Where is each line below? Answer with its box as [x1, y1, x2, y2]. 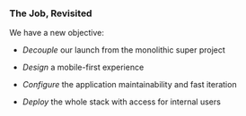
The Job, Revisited [9, 7, 92, 20]
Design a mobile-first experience [22, 62, 145, 73]
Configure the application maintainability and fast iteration [22, 79, 237, 90]
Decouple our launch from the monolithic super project [22, 45, 226, 55]
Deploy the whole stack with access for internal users [22, 96, 222, 107]
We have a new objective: [9, 28, 105, 38]
